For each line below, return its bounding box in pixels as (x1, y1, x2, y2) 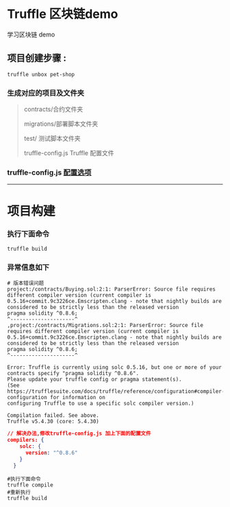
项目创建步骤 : (7, 52, 66, 64)
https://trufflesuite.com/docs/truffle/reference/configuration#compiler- (7, 388, 225, 395)
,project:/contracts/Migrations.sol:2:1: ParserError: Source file (7, 322, 204, 329)
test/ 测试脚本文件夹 (23, 135, 81, 143)
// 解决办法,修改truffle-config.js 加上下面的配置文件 (7, 430, 151, 437)
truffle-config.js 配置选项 (7, 168, 92, 177)
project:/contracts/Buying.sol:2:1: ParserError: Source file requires (7, 286, 216, 293)
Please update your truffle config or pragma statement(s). (7, 376, 183, 383)
